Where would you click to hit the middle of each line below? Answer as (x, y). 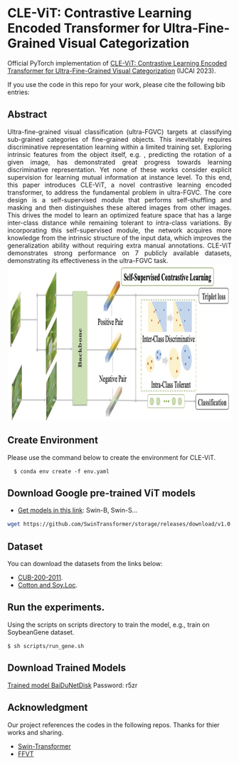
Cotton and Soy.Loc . (48, 585)
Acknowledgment (48, 708)
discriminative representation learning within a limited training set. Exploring (119, 147)
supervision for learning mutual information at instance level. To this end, (119, 177)
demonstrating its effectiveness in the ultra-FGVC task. (88, 260)
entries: (18, 92)
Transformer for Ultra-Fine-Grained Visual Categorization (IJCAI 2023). (112, 71)
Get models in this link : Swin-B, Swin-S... (78, 510)
